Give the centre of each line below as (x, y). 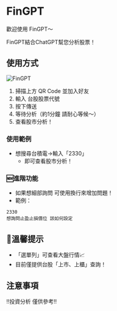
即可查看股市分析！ (48, 161)
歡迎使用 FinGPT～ (30, 29)
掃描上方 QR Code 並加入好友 (52, 91)
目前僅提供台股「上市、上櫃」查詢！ (61, 264)
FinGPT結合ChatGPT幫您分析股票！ (51, 42)
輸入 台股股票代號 (37, 99)
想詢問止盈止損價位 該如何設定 (40, 219)
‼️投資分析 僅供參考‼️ (32, 301)
